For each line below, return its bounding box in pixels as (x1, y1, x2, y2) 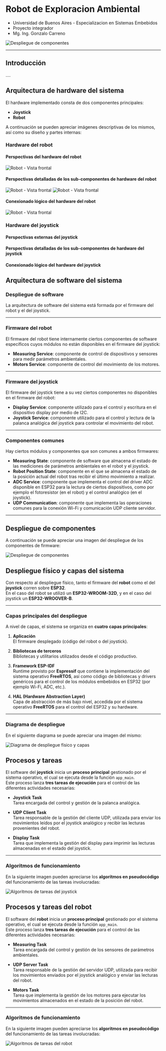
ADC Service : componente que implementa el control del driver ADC (12, 479, 153, 485)
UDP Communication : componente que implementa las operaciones (12, 500, 152, 506)
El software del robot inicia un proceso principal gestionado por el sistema (5, 916, 158, 922)
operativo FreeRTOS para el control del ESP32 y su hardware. (12, 704, 138, 710)
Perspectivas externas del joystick (5, 234, 78, 240)
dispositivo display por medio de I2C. (12, 410, 88, 416)
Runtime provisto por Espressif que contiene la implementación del (12, 668, 150, 674)
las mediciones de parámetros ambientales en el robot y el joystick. (12, 463, 150, 469)
